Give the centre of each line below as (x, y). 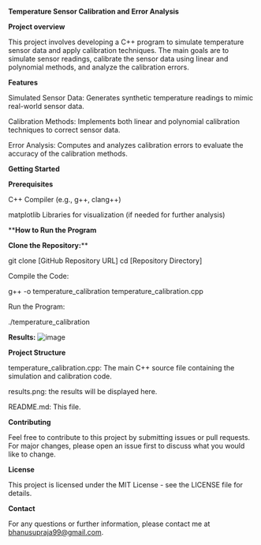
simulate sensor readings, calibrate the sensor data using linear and (118, 59)
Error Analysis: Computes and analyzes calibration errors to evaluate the (126, 145)
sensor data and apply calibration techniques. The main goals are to (119, 50)
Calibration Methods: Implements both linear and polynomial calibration (124, 121)
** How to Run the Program (52, 230)
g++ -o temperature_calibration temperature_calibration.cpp (106, 291)
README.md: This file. (45, 407)
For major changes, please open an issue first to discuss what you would (127, 446)
